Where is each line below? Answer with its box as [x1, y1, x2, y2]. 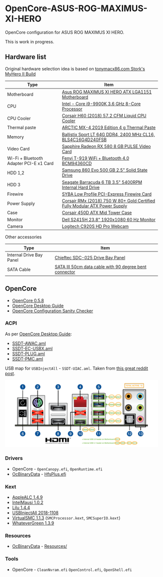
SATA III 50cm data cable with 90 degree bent [54, 264, 147, 270]
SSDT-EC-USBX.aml [12, 345, 53, 351]
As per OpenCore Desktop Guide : [5, 331, 72, 337]
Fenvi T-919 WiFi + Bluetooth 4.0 [62, 155, 130, 161]
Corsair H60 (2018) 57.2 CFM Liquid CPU [62, 113, 147, 118]
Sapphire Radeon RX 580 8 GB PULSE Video [62, 143, 151, 149]
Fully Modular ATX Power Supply [62, 203, 128, 209]
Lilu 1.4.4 [12, 505, 31, 510]
